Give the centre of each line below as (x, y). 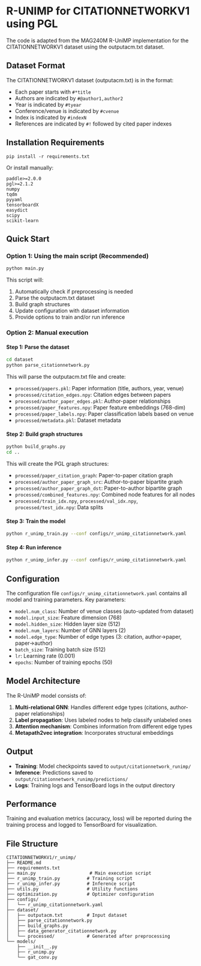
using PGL (32, 24)
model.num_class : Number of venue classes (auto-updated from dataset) (104, 611)
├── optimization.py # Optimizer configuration (80, 895)
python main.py (25, 268)
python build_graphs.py (36, 447)
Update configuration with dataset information (72, 311)
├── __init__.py (37, 947)
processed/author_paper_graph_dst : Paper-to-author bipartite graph (98, 488)
